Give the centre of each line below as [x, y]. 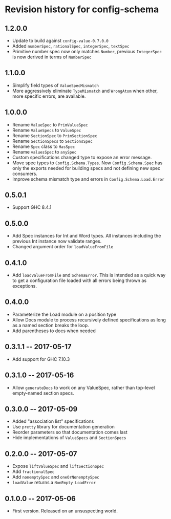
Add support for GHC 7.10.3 [41, 359]
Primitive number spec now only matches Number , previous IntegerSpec [87, 51]
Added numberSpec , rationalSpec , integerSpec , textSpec [71, 46]
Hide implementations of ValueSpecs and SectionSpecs [69, 438]
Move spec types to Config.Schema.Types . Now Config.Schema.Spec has [87, 163]
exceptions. [24, 286]
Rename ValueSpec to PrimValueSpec [50, 124]
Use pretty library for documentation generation [63, 427]
